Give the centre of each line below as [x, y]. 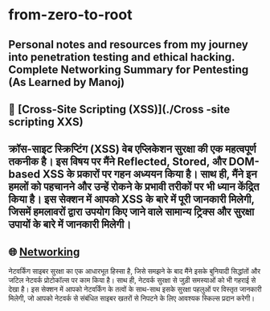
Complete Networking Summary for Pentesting [129, 70]
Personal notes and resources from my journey [129, 45]
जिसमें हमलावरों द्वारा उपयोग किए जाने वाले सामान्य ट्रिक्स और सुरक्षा [131, 212]
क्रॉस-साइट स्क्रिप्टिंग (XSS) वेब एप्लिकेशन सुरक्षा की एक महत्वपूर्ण [132, 149]
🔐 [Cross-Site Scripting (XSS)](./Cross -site [119, 109]
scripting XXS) [46, 122]
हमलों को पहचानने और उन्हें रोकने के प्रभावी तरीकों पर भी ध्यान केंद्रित [134, 187]
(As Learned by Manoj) [67, 82]
